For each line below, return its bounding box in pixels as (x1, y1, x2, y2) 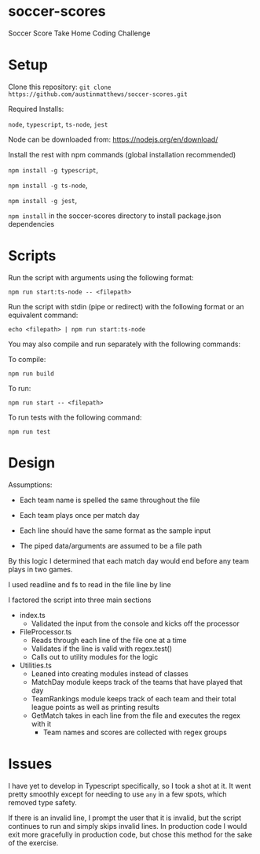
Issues (8, 755, 53, 773)
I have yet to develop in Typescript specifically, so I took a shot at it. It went (8, 781, 251, 790)
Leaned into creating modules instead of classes (31, 668, 189, 678)
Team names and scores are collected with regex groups (42, 727, 228, 737)
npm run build (8, 369, 55, 378)
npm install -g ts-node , (8, 180, 88, 190)
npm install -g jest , (8, 195, 78, 205)
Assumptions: (8, 479, 53, 490)
